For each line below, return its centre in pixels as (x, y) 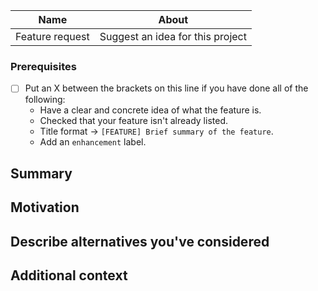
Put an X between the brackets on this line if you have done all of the (166, 88)
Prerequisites (43, 66)
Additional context (69, 275)
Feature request (52, 36)
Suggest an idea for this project (173, 36)
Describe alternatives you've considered (140, 241)
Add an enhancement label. (93, 142)
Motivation (45, 207)
